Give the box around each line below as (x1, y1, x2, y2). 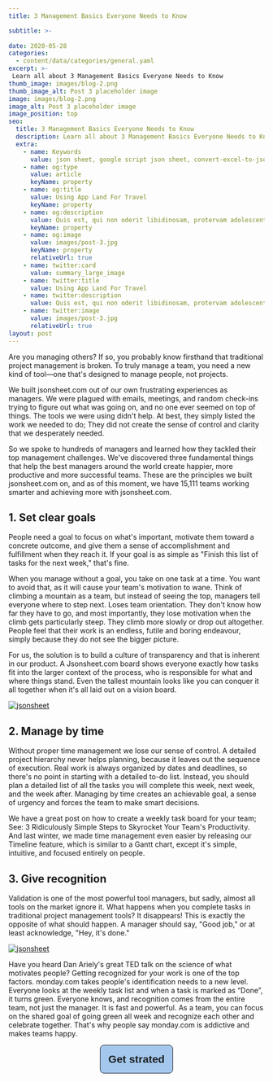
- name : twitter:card (23, 261, 96, 269)
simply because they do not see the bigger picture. (8, 634, 180, 644)
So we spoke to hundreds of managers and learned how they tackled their (8, 444, 257, 453)
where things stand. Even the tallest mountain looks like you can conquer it (8, 677, 259, 686)
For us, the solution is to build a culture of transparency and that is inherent (8, 651, 260, 660)
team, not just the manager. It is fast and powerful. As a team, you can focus (8, 1002, 264, 1012)
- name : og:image (23, 231, 82, 239)
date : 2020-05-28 (8, 42, 67, 50)
